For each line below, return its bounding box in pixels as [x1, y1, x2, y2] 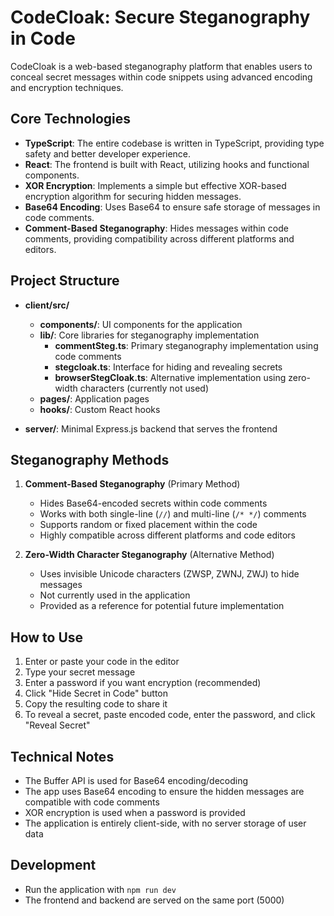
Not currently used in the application [39, 589, 191, 601]
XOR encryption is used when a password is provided [24, 807, 246, 818]
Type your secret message [24, 666, 136, 678]
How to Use [10, 629, 84, 646]
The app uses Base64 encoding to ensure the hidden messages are [24, 786, 305, 797]
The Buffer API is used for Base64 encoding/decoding [24, 775, 249, 786]
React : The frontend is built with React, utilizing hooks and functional [24, 158, 310, 170]
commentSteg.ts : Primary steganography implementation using [54, 339, 319, 351]
